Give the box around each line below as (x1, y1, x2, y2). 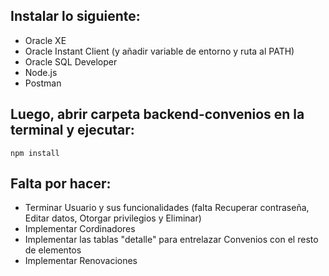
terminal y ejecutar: (10, 122, 135, 139)
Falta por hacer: (10, 175, 112, 193)
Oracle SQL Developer (24, 55, 118, 68)
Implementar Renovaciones (24, 255, 138, 267)
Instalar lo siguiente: (10, 8, 141, 25)
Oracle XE (24, 34, 67, 46)
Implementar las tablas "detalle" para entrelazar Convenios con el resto (24, 234, 319, 246)
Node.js (24, 66, 58, 78)
